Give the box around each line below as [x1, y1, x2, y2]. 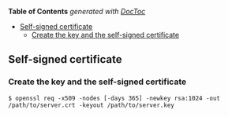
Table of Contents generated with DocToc [8, 7, 146, 16]
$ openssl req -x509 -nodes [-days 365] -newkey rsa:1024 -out [8, 94, 221, 102]
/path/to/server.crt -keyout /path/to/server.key [8, 101, 175, 109]
